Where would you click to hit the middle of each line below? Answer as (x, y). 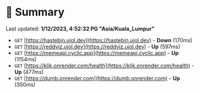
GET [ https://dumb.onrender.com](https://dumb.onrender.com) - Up (97, 78)
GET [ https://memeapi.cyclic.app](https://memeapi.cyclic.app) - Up (96, 52)
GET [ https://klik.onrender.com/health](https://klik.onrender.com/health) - (104, 66)
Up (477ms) (29, 72)
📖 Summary (35, 12)
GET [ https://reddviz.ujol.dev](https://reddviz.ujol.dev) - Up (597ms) (97, 46)
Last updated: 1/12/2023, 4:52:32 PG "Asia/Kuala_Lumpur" (80, 29)
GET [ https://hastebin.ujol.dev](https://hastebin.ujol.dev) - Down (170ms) (103, 40)
